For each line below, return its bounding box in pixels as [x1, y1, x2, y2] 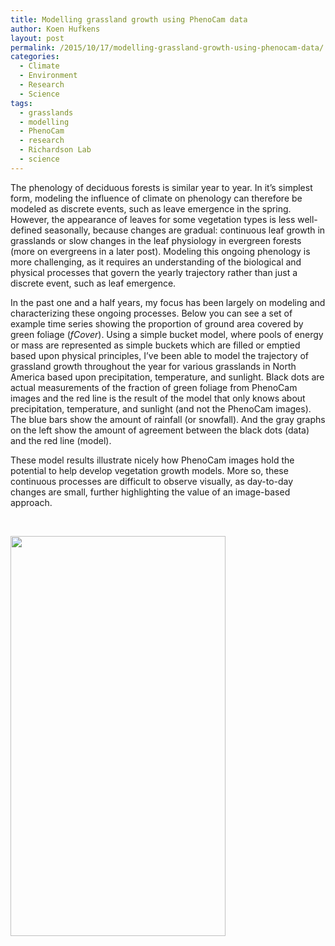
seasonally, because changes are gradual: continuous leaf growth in [44, 224, 326, 236]
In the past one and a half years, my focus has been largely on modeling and [10, 296, 326, 308]
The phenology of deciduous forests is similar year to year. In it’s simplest [10, 181, 313, 193]
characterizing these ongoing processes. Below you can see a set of [10, 307, 293, 319]
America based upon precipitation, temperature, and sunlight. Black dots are [10, 371, 325, 383]
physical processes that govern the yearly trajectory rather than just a [10, 266, 298, 278]
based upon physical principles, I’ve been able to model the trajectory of [10, 349, 309, 361]
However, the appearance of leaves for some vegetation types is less [10, 213, 296, 225]
